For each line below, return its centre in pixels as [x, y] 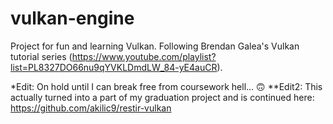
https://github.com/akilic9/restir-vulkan [91, 108]
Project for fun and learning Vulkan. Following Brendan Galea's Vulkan [155, 46]
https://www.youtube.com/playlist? [144, 56]
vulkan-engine [72, 18]
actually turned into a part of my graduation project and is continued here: [162, 97]
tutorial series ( [41, 56]
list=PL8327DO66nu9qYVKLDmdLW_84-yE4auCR [114, 67]
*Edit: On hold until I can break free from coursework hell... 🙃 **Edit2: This [166, 86]
